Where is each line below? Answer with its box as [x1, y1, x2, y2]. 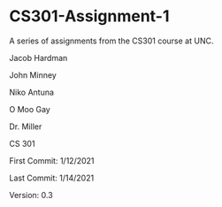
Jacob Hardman [9, 52, 68, 63]
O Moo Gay [9, 103, 50, 114]
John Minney [9, 69, 57, 80]
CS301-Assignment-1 [9, 6, 170, 27]
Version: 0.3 [9, 189, 53, 200]
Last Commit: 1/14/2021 [9, 172, 95, 183]
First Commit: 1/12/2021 [9, 155, 95, 165]
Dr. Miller [9, 121, 42, 132]
